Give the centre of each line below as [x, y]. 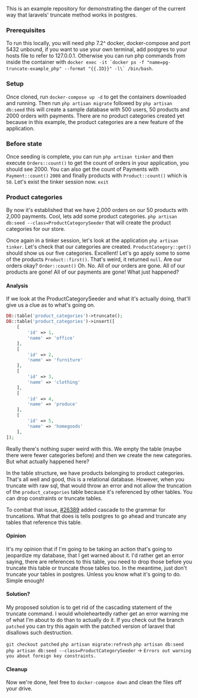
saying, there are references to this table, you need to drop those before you [99, 561]
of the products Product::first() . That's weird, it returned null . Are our [94, 259]
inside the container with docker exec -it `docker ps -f [75, 62]
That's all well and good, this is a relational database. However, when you [95, 479]
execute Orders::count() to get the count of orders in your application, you [98, 163]
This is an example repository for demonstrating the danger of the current [96, 9]
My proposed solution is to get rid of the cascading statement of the [89, 607]
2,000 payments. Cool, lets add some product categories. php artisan [92, 217]
